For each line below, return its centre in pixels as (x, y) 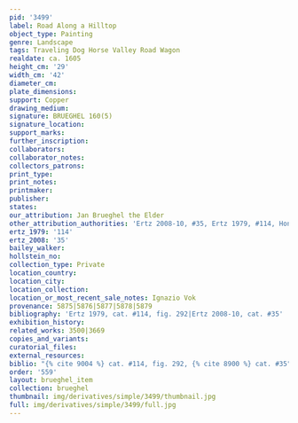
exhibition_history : (47, 323)
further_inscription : (49, 141)
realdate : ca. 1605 (45, 59)
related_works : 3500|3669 (57, 331)
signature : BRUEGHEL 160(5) (61, 116)
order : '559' (33, 372)
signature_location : (47, 125)
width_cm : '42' (37, 75)
